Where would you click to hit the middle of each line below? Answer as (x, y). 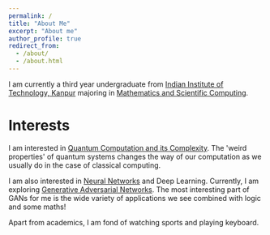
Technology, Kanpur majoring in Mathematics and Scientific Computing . (129, 92)
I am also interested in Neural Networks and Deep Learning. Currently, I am (134, 181)
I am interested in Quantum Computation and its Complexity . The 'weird (128, 147)
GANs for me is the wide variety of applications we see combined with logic (135, 198)
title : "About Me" (39, 23)
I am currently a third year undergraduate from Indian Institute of (116, 84)
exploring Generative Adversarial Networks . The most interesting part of (129, 189)
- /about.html (39, 62)
